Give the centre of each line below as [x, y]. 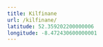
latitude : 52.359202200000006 [51, 26]
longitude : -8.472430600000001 [52, 33]
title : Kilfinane [32, 13]
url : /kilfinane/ [32, 20]
